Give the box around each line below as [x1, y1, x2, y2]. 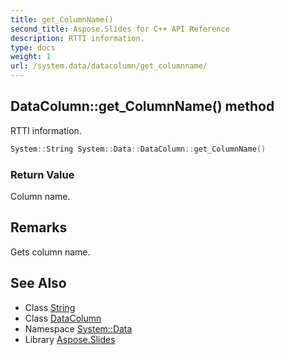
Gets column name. [10, 246, 91, 258]
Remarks [10, 219, 68, 236]
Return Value [10, 167, 75, 181]
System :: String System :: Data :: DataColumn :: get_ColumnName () [10, 144, 267, 154]
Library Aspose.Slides [24, 333, 116, 345]
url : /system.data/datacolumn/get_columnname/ [10, 61, 208, 71]
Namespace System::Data [24, 322, 133, 335]
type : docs [10, 42, 56, 53]
